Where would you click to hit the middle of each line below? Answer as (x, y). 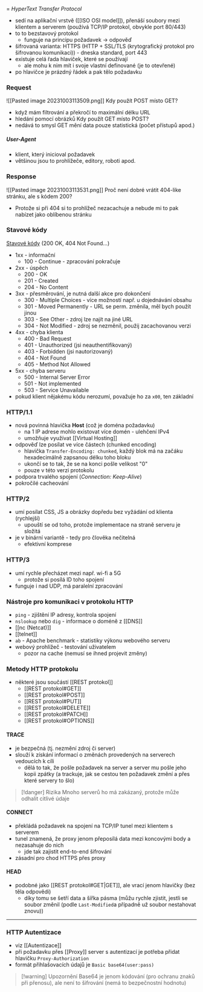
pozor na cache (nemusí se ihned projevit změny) (86, 654)
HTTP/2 (18, 499)
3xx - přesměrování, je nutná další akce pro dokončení (83, 294)
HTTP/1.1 (20, 412)
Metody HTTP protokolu (42, 669)
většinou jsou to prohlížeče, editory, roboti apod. (75, 161)
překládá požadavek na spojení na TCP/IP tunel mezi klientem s (94, 826)
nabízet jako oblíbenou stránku (53, 214)
